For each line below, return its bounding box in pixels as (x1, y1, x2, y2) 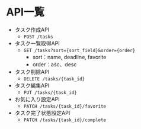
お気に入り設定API (14, 95, 60, 102)
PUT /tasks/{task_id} (23, 89, 77, 95)
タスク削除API (14, 68, 50, 75)
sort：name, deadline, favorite (32, 53, 107, 60)
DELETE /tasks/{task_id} (23, 76, 85, 82)
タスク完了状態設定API (14, 109, 70, 116)
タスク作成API (14, 26, 50, 33)
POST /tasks (23, 34, 53, 40)
